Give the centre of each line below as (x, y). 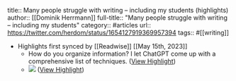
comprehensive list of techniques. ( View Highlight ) (102, 61)
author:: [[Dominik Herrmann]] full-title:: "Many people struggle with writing (118, 18)
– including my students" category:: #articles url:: (79, 25)
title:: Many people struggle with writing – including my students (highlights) (118, 10)
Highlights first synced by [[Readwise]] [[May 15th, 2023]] (102, 46)
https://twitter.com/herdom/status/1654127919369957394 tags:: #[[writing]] (118, 32)
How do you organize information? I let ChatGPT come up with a (122, 54)
